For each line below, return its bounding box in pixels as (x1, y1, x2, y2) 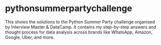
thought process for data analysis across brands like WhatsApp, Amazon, (5, 29, 153, 35)
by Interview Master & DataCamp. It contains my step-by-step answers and (5, 24, 157, 30)
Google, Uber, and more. (5, 34, 55, 40)
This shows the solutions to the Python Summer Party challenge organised (5, 19, 155, 25)
